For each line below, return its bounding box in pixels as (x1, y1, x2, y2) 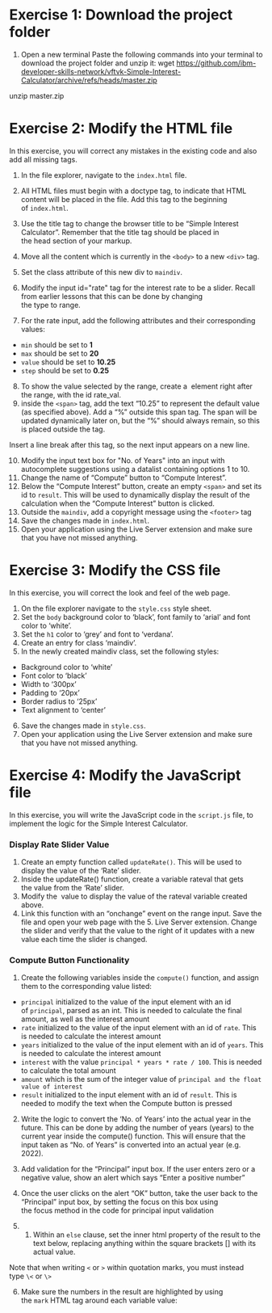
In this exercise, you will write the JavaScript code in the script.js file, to (9, 810, 253, 819)
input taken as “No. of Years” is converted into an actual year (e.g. (20, 1140, 241, 1150)
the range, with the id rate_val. (20, 389, 122, 399)
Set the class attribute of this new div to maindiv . (20, 267, 182, 276)
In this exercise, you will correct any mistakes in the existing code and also (9, 145, 257, 155)
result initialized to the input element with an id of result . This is (20, 1090, 237, 1100)
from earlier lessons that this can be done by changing (20, 291, 203, 301)
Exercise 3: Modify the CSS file (9, 562, 221, 579)
